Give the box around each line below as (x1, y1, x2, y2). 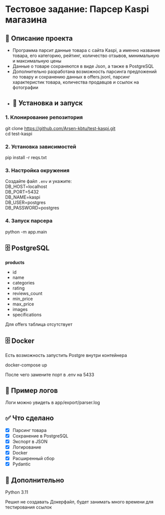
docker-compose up (5, 362, 47, 368)
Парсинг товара (12, 427, 47, 433)
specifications (12, 311, 41, 318)
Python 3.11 (5, 489, 28, 495)
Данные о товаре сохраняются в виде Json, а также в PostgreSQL (12, 63, 154, 69)
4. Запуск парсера (5, 217, 52, 224)
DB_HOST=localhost (5, 183, 47, 189)
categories (12, 280, 35, 286)
